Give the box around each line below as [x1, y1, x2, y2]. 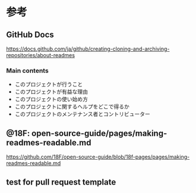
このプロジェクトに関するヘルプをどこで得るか [14, 103, 129, 110]
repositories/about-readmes [6, 52, 75, 58]
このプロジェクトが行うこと [14, 81, 83, 88]
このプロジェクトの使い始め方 [14, 96, 88, 103]
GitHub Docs [6, 29, 55, 39]
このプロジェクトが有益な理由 [14, 88, 88, 95]
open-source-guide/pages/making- [31, 128, 167, 138]
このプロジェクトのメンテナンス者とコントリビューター [14, 111, 150, 118]
